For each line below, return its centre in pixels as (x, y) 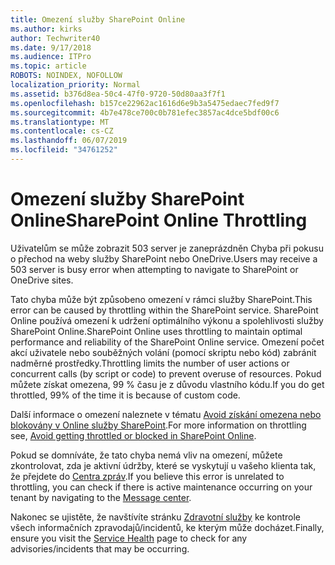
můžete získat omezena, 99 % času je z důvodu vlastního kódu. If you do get (167, 384)
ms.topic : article (48, 66)
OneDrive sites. (42, 280)
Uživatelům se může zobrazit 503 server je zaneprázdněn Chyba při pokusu (167, 248)
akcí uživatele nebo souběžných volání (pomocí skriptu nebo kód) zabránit (163, 352)
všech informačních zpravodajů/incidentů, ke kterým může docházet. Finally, (167, 527)
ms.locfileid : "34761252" (64, 150)
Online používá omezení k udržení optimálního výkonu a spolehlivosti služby (167, 320)
